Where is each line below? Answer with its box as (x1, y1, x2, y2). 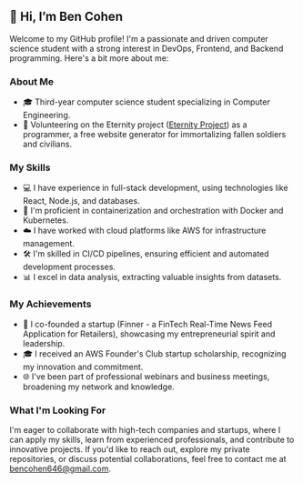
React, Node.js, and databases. (22, 196, 140, 206)
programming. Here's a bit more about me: (9, 52, 169, 64)
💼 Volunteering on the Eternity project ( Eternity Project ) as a (22, 119, 247, 130)
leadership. (22, 337, 66, 348)
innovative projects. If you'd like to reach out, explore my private (9, 444, 250, 455)
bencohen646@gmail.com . (9, 463, 112, 474)
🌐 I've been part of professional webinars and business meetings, (22, 370, 270, 382)
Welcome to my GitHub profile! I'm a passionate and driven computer (9, 33, 268, 44)
